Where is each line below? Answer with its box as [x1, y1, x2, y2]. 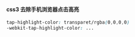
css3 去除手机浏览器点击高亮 [6, 5, 79, 13]
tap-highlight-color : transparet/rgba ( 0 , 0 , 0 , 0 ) [6, 19, 130, 25]
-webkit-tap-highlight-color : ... [6, 25, 95, 32]
